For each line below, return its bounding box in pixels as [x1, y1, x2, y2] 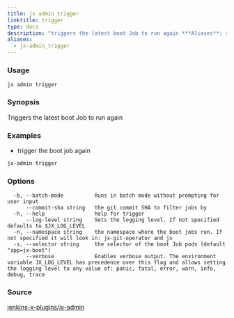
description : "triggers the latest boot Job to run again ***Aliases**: [7, 29, 223, 37]
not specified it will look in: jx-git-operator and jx [7, 234, 173, 242]
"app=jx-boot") [7, 247, 52, 254]
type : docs [7, 23, 39, 30]
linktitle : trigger [7, 17, 64, 24]
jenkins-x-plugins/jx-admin [7, 303, 85, 312]
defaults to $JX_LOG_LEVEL [7, 223, 86, 230]
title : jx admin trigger [7, 10, 79, 17]
